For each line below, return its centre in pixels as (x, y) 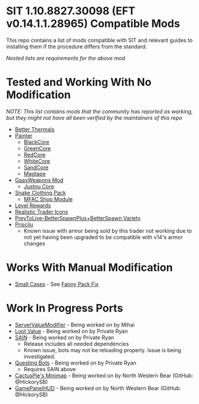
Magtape (35, 174)
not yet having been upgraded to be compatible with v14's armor (103, 237)
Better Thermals (35, 129)
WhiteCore (37, 161)
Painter (24, 135)
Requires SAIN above (50, 369)
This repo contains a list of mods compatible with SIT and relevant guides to (99, 40)
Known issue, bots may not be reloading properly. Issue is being (102, 350)
